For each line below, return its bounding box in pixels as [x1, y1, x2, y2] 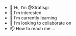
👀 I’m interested [9, 10, 42, 16]
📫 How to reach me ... [9, 26, 55, 31]
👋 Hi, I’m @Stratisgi [9, 5, 49, 10]
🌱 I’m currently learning [9, 15, 57, 20]
